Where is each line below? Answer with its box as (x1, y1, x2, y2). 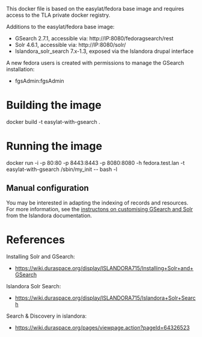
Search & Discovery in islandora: (6, 312, 87, 320)
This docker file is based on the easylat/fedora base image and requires (6, 5, 185, 12)
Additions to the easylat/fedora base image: (6, 23, 115, 30)
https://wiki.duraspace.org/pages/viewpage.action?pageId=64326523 (14, 324, 190, 331)
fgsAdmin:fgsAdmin (14, 78, 64, 84)
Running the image (6, 140, 102, 153)
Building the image (6, 99, 102, 112)
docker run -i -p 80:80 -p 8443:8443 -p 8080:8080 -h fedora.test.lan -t (6, 159, 185, 166)
